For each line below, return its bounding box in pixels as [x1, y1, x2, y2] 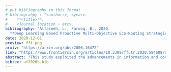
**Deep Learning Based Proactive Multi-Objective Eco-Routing [10, 31, 145, 36]
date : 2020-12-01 [5, 36, 42, 41]
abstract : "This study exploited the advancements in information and [5, 54, 158, 60]
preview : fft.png [5, 41, 42, 46]
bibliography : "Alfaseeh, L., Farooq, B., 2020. [5, 26, 110, 31]
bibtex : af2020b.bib [5, 59, 49, 64]
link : [5, 50, 17, 55]
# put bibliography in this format [5, 7, 81, 13]
